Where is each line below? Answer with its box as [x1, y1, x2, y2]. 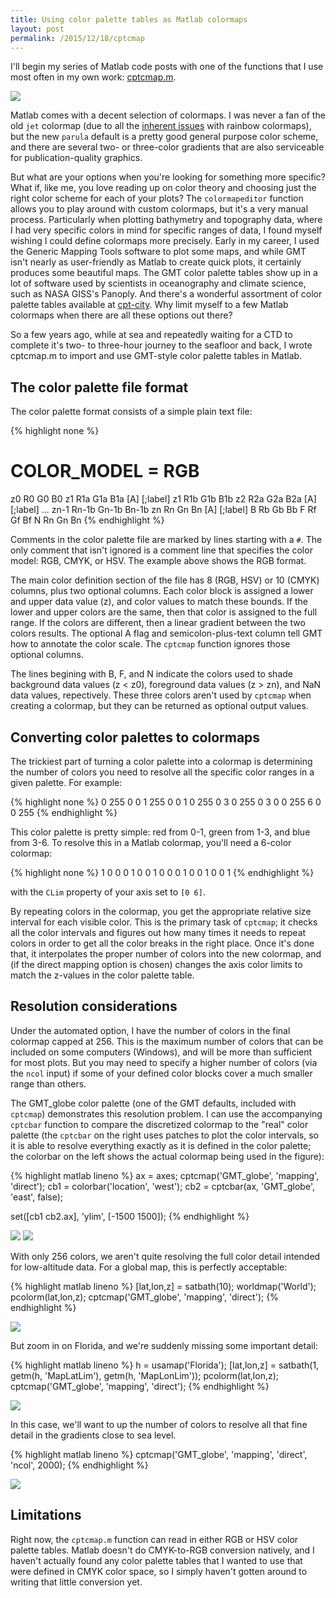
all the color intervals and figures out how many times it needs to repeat [10, 926, 307, 938]
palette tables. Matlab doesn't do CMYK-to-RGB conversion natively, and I [10, 1544, 315, 1556]
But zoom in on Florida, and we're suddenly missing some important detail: [10, 1339, 318, 1351]
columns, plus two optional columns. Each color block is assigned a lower [10, 585, 314, 597]
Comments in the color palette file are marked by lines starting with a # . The [10, 534, 323, 546]
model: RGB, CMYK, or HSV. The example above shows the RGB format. [10, 555, 307, 567]
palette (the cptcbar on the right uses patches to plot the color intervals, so [10, 1129, 319, 1141]
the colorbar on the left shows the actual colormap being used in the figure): [10, 1150, 325, 1162]
